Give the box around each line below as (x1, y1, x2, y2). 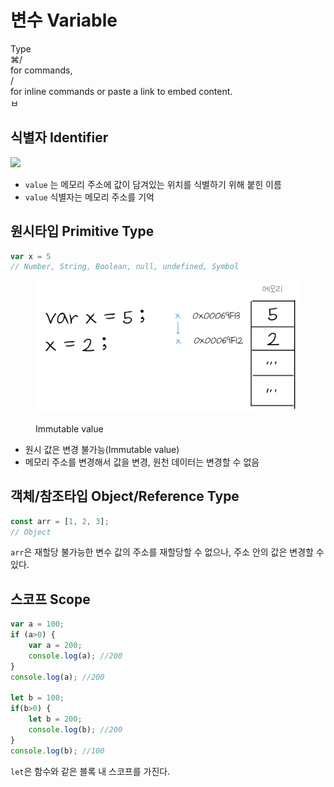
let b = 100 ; (10, 693, 65, 703)
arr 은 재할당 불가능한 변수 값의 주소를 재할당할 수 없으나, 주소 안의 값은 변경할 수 (10, 546, 325, 558)
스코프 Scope (10, 591, 91, 608)
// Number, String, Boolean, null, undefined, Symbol (10, 262, 240, 272)
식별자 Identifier (10, 129, 109, 146)
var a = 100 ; (10, 619, 65, 630)
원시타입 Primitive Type (10, 223, 155, 240)
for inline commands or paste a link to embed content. (10, 85, 233, 97)
